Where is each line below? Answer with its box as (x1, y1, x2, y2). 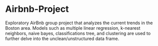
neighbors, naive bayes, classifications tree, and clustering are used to (5, 30, 151, 36)
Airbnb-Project (5, 3, 69, 15)
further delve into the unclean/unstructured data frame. (5, 36, 119, 42)
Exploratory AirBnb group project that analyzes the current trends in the (5, 20, 153, 26)
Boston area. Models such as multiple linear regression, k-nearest (5, 25, 141, 31)
